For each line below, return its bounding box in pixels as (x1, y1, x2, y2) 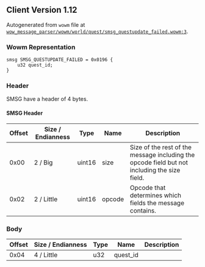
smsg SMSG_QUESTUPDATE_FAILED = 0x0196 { (6, 57, 113, 63)
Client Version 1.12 (6, 5, 77, 15)
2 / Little (34, 195, 58, 203)
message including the (130, 150, 195, 159)
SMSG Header (6, 109, 43, 117)
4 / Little (34, 251, 58, 259)
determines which (130, 191, 182, 199)
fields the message (130, 199, 185, 207)
